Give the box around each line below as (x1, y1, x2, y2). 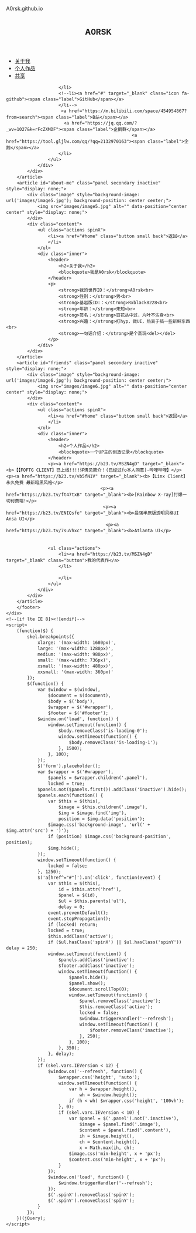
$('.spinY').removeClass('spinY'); (47, 1198, 135, 1204)
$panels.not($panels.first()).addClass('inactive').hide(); (37, 787, 187, 792)
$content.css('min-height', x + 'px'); (68, 1157, 166, 1163)
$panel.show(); (68, 980, 106, 986)
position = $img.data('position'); (58, 816, 145, 822)
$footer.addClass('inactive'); (58, 963, 135, 969)
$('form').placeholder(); (37, 763, 101, 769)
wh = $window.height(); (79, 1092, 137, 1098)
